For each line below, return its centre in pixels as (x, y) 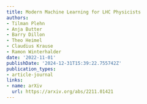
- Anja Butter (24, 29)
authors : (17, 18)
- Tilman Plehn (26, 23)
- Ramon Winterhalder (34, 52)
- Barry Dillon (26, 35)
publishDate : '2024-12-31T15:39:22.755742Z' (64, 63)
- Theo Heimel (24, 40)
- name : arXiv (24, 86)
